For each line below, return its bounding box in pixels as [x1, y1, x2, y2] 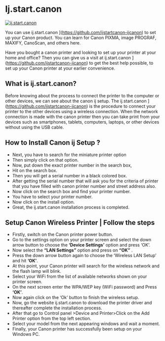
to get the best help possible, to [89, 60, 154, 66]
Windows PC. [12, 331, 40, 337]
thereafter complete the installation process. [12, 305, 102, 311]
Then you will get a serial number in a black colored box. [12, 172, 127, 178]
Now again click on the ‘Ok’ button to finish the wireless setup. [12, 295, 139, 300]
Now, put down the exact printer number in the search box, [12, 162, 132, 168]
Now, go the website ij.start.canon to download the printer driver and [12, 300, 152, 306]
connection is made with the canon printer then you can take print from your [5, 114, 160, 120]
